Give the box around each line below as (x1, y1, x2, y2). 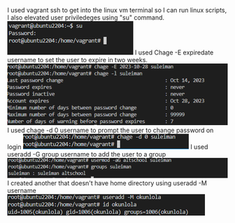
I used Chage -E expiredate (134, 48, 214, 57)
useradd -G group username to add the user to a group (7, 150, 166, 159)
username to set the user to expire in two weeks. (7, 56, 148, 64)
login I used (7, 143, 208, 151)
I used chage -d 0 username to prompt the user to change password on (7, 126, 214, 135)
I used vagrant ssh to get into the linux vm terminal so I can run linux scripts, (7, 6, 227, 14)
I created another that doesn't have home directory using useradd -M (7, 178, 208, 187)
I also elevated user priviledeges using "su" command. (7, 13, 165, 22)
